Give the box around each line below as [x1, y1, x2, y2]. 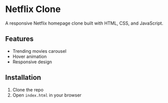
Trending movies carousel [12, 48, 67, 54]
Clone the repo [12, 86, 44, 92]
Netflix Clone [5, 4, 61, 15]
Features [5, 35, 34, 43]
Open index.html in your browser [12, 92, 82, 98]
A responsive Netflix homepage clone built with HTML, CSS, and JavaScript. [5, 20, 163, 26]
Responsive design [12, 59, 52, 65]
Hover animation [12, 53, 47, 59]
